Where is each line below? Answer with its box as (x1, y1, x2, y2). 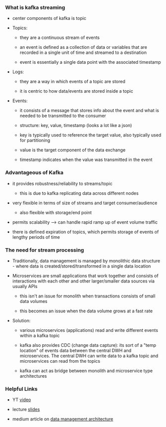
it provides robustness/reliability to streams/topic (12, 180, 112, 186)
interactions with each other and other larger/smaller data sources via (12, 278, 155, 284)
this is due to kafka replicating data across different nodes (19, 190, 139, 196)
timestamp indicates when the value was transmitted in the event (19, 156, 153, 163)
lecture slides (12, 407, 40, 413)
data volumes (19, 298, 48, 304)
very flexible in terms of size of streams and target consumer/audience (12, 200, 158, 206)
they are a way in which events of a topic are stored (19, 79, 125, 85)
